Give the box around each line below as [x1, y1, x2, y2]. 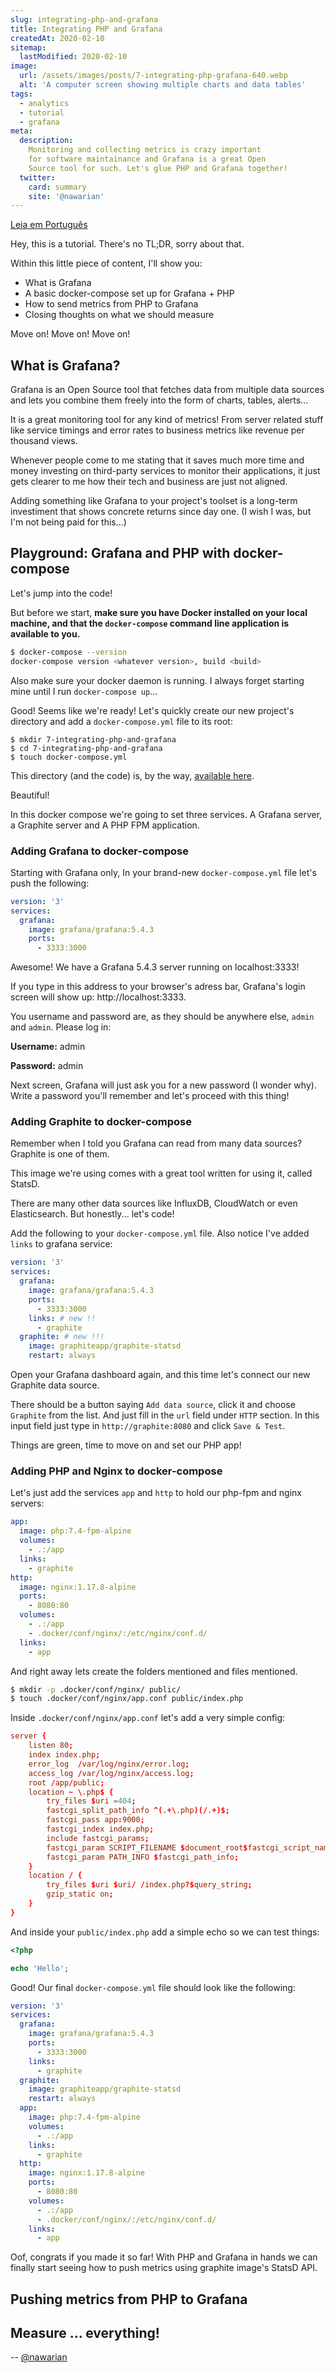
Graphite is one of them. [10, 1148, 110, 1160]
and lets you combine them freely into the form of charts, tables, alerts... [10, 394, 309, 406]
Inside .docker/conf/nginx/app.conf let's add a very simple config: [10, 1712, 286, 1724]
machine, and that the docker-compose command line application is [10, 617, 290, 629]
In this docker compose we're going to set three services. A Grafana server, [10, 808, 323, 820]
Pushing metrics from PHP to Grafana [10, 2291, 248, 2308]
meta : [10, 126, 33, 136]
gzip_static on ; [46, 1889, 114, 1900]
